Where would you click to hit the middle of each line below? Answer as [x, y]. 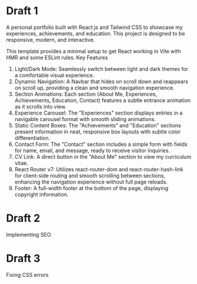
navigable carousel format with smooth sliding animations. [85, 119]
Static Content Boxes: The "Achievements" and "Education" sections [98, 125]
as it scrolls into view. [40, 106]
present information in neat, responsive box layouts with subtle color [98, 132]
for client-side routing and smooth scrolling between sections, [90, 175]
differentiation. [32, 138]
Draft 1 [22, 11]
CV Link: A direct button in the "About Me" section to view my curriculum [103, 156]
